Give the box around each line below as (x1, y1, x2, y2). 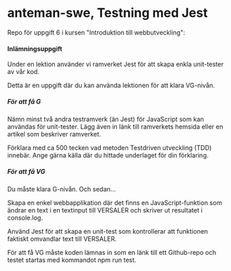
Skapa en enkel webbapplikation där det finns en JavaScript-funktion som (7, 198, 223, 207)
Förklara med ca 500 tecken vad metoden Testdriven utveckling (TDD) (7, 144, 212, 152)
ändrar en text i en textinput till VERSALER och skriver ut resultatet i (7, 206, 203, 215)
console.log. (7, 213, 44, 222)
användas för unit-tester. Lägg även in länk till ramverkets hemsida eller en (7, 122, 223, 131)
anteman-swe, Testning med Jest (7, 5, 208, 21)
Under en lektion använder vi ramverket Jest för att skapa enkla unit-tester (7, 60, 224, 68)
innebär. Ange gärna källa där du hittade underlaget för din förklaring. (7, 151, 209, 160)
